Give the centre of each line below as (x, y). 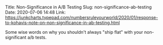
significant (16, 37)
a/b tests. (37, 37)
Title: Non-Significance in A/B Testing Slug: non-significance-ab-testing (79, 7)
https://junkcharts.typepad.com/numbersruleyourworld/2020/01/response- (81, 17)
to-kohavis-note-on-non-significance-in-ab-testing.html (62, 22)
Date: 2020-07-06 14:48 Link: (35, 12)
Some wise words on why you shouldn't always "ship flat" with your (74, 32)
